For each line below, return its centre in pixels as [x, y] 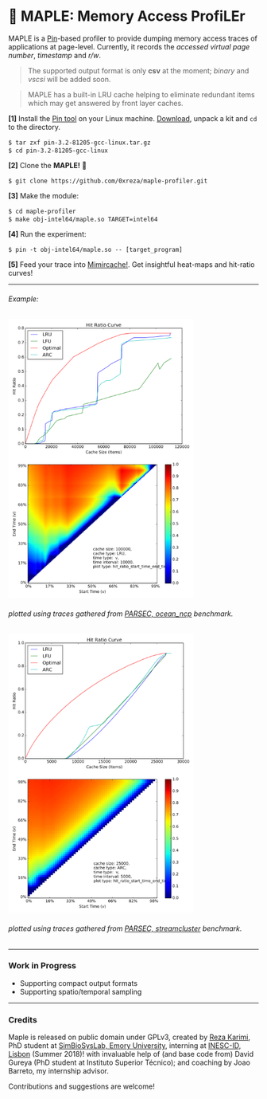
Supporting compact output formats [78, 983]
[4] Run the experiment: [47, 234]
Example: [23, 299]
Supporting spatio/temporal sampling [81, 991]
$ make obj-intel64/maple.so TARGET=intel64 [83, 219]
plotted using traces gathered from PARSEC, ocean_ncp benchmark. [121, 614]
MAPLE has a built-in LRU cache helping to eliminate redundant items [141, 94]
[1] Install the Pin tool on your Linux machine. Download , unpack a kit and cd [133, 118]
